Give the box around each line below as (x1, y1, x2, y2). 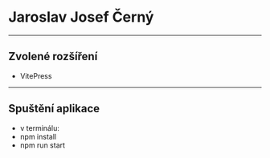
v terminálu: (19, 123, 60, 132)
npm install (19, 132, 57, 141)
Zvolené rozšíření (8, 50, 98, 63)
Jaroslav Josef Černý (8, 8, 154, 26)
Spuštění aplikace (8, 102, 100, 115)
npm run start (19, 140, 66, 150)
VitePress (19, 71, 52, 80)
